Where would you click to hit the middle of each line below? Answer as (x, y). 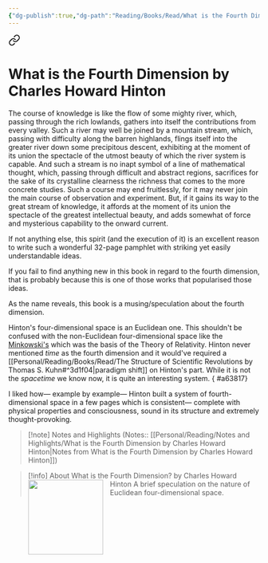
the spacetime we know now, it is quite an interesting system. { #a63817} (128, 378)
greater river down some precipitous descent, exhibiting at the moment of (130, 147)
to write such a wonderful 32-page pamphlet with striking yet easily (120, 247)
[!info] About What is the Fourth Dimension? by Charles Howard (132, 475)
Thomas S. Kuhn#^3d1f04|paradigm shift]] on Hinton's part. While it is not (130, 370)
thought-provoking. (40, 419)
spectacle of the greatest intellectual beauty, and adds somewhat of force (130, 215)
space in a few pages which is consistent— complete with (145, 402)
